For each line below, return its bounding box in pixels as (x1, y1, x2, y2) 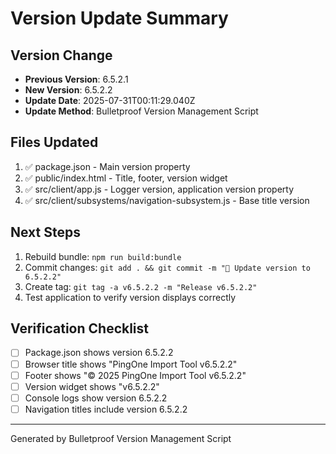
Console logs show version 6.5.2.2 (24, 392, 168, 404)
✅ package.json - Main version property (24, 160, 191, 172)
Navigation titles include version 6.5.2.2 (24, 403, 188, 415)
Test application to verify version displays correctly (24, 291, 237, 303)
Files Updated (10, 134, 99, 151)
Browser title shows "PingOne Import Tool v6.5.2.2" (24, 358, 238, 370)
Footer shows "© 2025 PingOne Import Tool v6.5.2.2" (24, 369, 247, 381)
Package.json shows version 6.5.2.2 (24, 347, 174, 359)
